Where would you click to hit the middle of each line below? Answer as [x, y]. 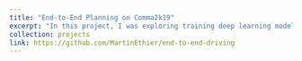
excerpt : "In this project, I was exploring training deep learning [140, 26]
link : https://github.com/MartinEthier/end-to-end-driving [122, 43]
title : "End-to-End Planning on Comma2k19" [92, 17]
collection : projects [50, 34]
